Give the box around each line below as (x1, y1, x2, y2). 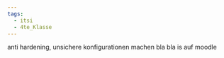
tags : (7, 10, 23, 18)
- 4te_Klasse (13, 23, 52, 30)
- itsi (13, 17, 33, 24)
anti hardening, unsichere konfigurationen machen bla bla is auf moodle (7, 43, 218, 52)
